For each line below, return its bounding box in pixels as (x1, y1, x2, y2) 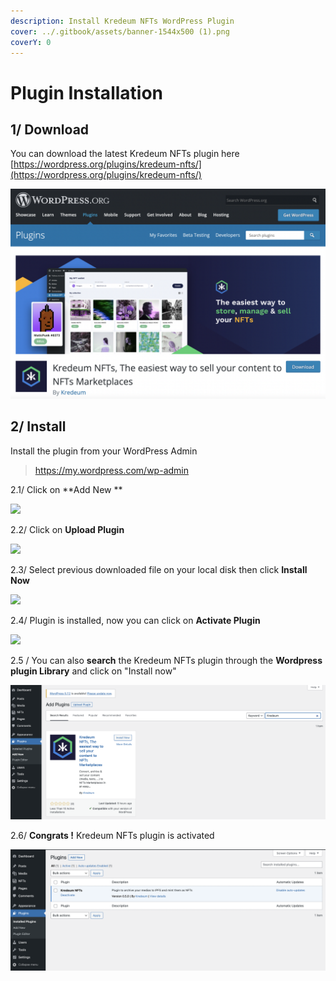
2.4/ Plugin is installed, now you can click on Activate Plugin (10, 614, 261, 626)
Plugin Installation (10, 81, 164, 104)
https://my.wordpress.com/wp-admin (34, 464, 189, 476)
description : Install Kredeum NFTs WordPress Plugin (10, 16, 235, 26)
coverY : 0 (10, 37, 52, 47)
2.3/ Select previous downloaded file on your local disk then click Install (10, 563, 308, 575)
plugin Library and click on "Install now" (10, 665, 177, 677)
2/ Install (10, 418, 67, 435)
